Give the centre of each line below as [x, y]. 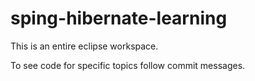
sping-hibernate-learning [119, 18]
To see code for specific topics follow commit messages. [128, 65]
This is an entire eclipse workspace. [84, 46]
